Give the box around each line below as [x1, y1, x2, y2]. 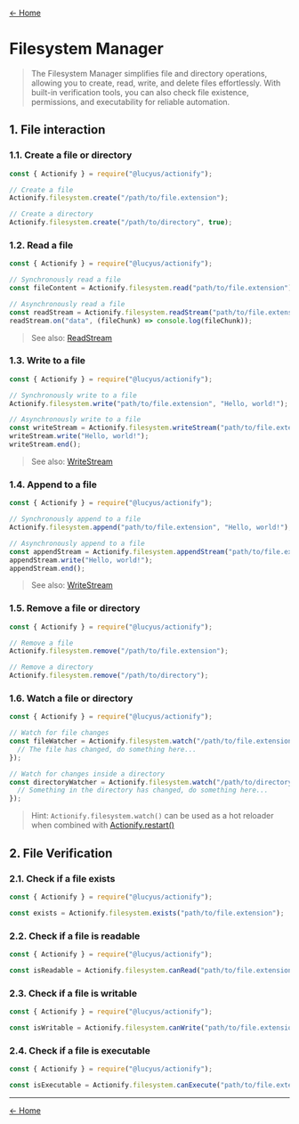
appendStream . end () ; [9, 564, 86, 573]
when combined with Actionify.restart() [30, 819, 175, 831]
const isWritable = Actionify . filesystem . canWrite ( [9, 1023, 205, 1032]
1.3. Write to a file [9, 354, 86, 367]
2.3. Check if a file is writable [9, 987, 138, 999]
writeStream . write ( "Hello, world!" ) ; [9, 432, 149, 441]
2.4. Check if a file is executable [9, 1044, 151, 1056]
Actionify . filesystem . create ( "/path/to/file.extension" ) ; [9, 193, 229, 203]
